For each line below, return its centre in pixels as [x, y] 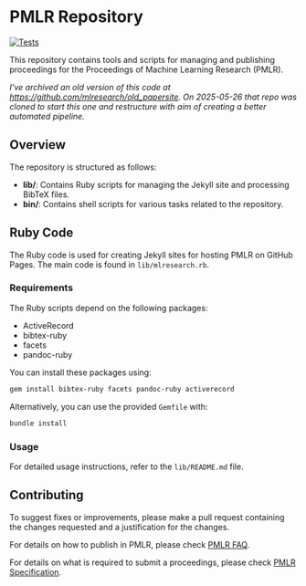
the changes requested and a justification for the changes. [120, 527]
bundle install [38, 423]
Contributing [47, 495]
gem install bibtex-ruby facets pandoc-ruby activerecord [122, 389]
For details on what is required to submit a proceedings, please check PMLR [153, 562]
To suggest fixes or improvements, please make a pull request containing [147, 517]
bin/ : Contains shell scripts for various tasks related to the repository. [153, 204]
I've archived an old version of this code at [90, 87]
